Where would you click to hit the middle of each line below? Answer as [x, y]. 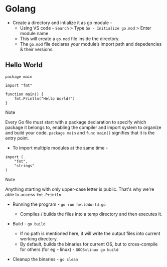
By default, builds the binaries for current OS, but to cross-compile [89, 244]
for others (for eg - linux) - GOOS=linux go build [69, 249]
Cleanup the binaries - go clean [45, 259]
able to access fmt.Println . [34, 194]
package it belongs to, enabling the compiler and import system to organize [83, 127]
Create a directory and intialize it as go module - [62, 23]
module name [34, 33]
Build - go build [29, 223]
